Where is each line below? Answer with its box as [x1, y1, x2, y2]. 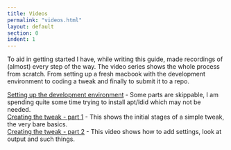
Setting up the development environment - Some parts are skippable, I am [7, 91, 219, 99]
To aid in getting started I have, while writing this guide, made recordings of [7, 55, 223, 63]
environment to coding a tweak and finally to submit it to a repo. [7, 77, 189, 85]
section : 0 [7, 29, 39, 37]
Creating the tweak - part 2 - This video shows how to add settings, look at [7, 128, 222, 136]
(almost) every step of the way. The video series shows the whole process [7, 62, 220, 71]
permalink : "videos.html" [7, 17, 82, 24]
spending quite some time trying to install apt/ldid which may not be [7, 98, 201, 106]
